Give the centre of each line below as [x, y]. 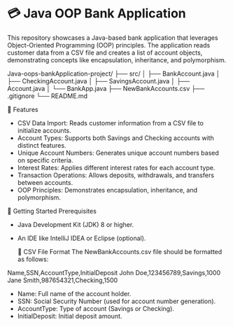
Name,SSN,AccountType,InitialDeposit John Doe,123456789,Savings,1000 [114, 272]
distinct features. [42, 145]
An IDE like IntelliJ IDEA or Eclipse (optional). [82, 238]
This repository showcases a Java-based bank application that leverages [113, 37]
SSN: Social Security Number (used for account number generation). [116, 301]
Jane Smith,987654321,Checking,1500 [63, 280]
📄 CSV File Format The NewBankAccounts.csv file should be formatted [120, 251]
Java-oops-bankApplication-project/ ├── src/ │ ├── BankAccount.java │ [114, 74]
